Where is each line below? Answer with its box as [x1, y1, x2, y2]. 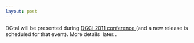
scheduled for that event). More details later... [5, 30, 118, 38]
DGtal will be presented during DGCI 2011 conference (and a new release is [5, 24, 188, 31]
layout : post [5, 8, 38, 15]
